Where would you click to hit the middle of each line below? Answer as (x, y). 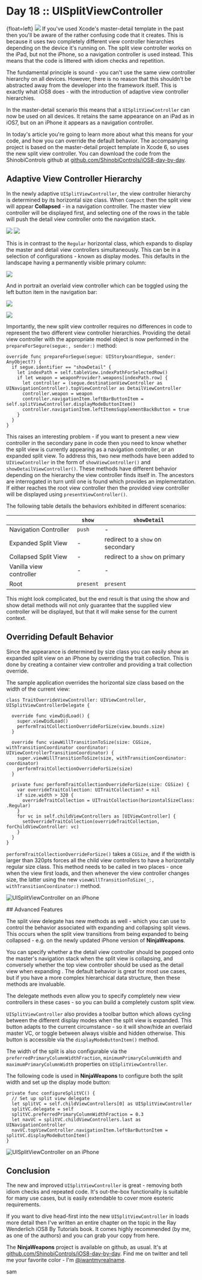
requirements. (23, 1205)
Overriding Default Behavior (60, 637)
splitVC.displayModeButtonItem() (48, 1135)
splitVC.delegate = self (43, 1109)
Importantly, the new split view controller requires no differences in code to (99, 326)
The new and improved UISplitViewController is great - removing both (94, 1185)
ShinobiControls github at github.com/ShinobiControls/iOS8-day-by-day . (96, 160)
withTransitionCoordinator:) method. (54, 886)
